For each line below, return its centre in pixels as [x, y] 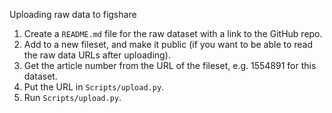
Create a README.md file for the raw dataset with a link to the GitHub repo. [173, 33]
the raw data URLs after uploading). [97, 55]
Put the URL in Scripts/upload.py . [94, 87]
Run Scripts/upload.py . [72, 97]
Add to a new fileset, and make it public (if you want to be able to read [168, 44]
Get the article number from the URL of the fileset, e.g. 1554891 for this [170, 65]
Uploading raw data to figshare [73, 14]
